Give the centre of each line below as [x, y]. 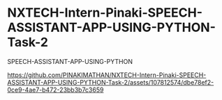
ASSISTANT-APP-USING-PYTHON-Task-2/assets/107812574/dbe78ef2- [111, 82]
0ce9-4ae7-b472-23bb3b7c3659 [55, 90]
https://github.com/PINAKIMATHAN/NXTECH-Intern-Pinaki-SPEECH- [107, 75]
